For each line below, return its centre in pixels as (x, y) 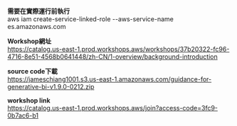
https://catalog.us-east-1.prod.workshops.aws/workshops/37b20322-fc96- (118, 49)
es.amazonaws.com (37, 27)
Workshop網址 (30, 41)
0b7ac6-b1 (23, 115)
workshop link (29, 101)
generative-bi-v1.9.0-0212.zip (51, 87)
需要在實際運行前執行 (38, 11)
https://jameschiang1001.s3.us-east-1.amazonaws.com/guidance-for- (110, 79)
